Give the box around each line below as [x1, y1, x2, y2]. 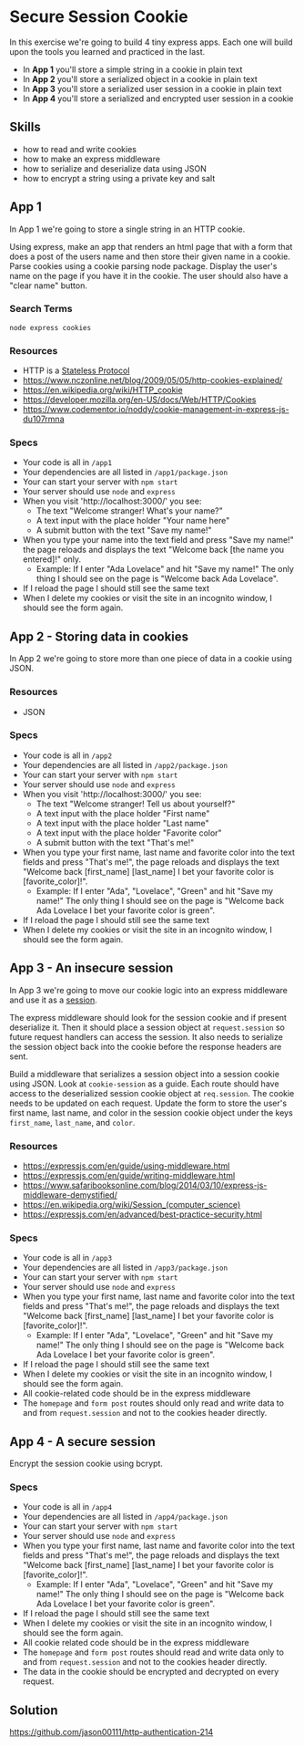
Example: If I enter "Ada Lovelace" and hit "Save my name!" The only [35, 564, 294, 575]
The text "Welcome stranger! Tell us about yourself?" [35, 798, 236, 809]
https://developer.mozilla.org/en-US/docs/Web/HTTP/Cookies [22, 394, 257, 405]
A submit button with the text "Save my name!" [35, 525, 212, 535]
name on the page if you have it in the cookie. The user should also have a [9, 270, 289, 281]
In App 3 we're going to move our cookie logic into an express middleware [9, 984, 289, 995]
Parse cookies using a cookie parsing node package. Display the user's [9, 260, 278, 271]
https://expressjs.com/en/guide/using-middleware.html [22, 1160, 230, 1171]
